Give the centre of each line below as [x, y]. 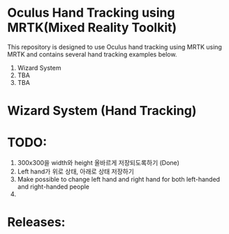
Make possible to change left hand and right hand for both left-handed [119, 180]
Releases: [36, 223]
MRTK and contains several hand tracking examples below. [92, 54]
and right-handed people [53, 187]
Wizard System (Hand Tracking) [102, 111]
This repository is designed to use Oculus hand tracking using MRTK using [114, 47]
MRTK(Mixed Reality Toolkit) [92, 28]
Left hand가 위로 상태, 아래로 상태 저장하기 [76, 171]
